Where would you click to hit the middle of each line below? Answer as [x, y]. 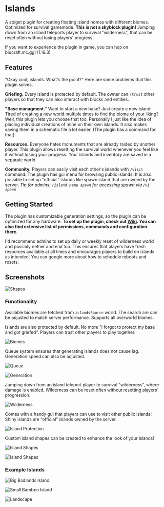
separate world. [21, 160]
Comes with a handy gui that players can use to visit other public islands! [79, 414]
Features [19, 68]
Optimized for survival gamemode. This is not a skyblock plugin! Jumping [80, 27]
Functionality [21, 302]
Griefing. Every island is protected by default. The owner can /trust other [80, 94]
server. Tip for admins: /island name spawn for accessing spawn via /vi [77, 185]
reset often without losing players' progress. [50, 38]
